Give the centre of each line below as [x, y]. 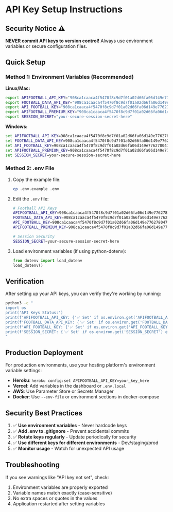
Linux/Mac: [18, 88]
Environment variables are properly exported [60, 487]
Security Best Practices [44, 413]
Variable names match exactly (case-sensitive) [62, 492]
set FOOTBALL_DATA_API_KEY [34, 141]
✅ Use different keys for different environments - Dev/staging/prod [85, 443]
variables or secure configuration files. [46, 46]
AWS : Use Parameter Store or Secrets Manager [63, 391]
